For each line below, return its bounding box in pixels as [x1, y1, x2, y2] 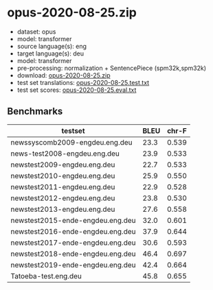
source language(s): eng [16, 42, 87, 50]
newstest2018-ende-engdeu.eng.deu [10, 249, 136, 258]
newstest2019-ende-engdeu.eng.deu [10, 260, 136, 269]
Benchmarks [7, 106, 63, 117]
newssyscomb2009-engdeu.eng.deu [10, 137, 133, 147]
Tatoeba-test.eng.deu [10, 271, 82, 280]
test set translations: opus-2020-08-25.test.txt [16, 78, 150, 86]
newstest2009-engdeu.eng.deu [10, 160, 115, 169]
